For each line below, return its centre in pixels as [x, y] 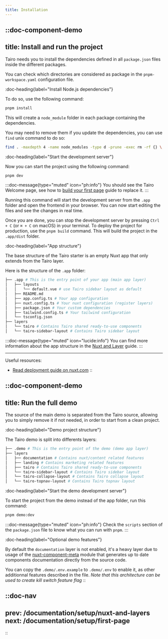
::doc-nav [21, 596]
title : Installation [27, 10]
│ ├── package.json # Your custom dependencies [58, 308]
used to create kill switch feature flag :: [45, 580]
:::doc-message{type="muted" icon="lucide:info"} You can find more [76, 340]
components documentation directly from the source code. [66, 560]
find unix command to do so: [35, 138]
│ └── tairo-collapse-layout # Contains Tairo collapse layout [74, 477]
